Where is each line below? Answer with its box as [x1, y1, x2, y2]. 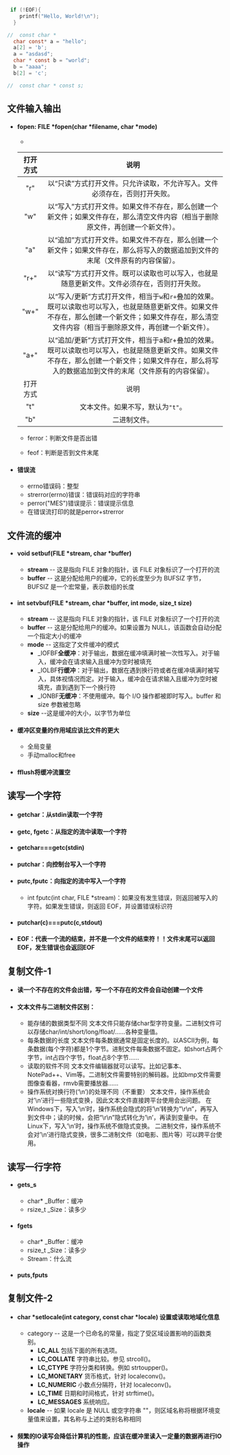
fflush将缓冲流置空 [16, 768, 71, 777]
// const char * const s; [7, 82, 84, 89]
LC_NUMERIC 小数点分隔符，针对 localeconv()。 [37, 1381, 175, 1389]
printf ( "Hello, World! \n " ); [19, 12, 99, 20]
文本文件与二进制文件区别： [16, 1003, 96, 1011]
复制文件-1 [7, 965, 51, 977]
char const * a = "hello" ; [13, 38, 88, 45]
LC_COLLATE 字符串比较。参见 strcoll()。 [37, 1355, 155, 1363]
